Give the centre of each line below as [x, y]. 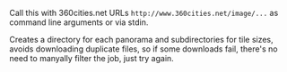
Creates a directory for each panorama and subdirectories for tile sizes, [141, 40]
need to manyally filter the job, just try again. [92, 58]
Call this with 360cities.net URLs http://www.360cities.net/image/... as [144, 13]
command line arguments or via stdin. [79, 22]
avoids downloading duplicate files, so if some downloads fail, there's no [143, 49]
